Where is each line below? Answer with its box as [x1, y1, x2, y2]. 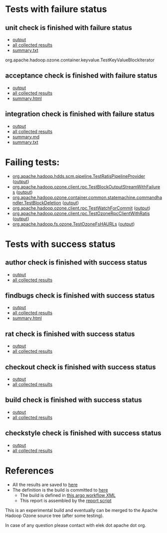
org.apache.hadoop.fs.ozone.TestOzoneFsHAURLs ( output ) [12, 221, 135, 227]
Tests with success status [5, 238, 116, 249]
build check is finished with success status [5, 396, 142, 404]
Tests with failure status [5, 3, 107, 15]
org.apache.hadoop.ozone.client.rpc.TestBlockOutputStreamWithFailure [12, 183, 161, 189]
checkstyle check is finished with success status [5, 429, 162, 437]
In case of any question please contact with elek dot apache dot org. [5, 522, 146, 528]
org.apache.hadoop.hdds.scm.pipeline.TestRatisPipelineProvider [12, 173, 146, 179]
